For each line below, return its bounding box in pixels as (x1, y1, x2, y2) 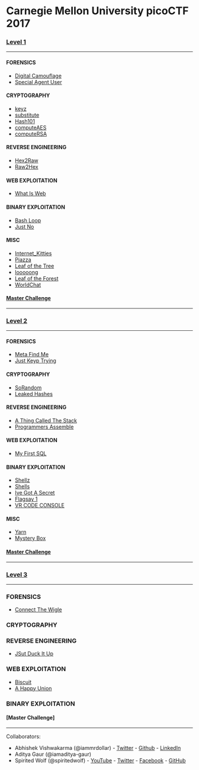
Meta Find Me (14, 351, 49, 358)
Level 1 (6, 38, 27, 46)
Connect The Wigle (14, 606, 62, 613)
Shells (14, 483, 30, 490)
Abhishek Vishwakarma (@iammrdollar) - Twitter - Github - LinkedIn (14, 744, 181, 751)
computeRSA (14, 130, 47, 137)
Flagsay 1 (14, 495, 38, 502)
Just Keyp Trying (14, 357, 56, 365)
